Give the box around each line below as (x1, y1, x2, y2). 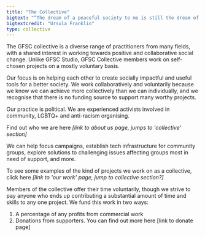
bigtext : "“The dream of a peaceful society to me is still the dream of (6, 15, 199, 21)
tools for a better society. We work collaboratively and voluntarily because (6, 81, 195, 88)
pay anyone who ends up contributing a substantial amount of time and (6, 192, 187, 200)
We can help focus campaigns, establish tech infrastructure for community (6, 142, 196, 150)
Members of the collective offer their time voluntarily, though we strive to (6, 186, 191, 193)
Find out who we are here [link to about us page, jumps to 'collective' (6, 124, 182, 132)
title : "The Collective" (6, 9, 70, 15)
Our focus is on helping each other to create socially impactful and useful (6, 74, 192, 81)
